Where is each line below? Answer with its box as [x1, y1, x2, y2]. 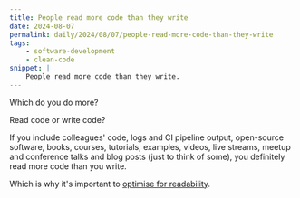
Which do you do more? [9, 97, 99, 108]
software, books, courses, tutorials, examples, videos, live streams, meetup [9, 141, 292, 152]
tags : [9, 38, 30, 48]
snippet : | [9, 64, 51, 73]
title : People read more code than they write [9, 13, 189, 23]
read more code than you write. [9, 160, 127, 172]
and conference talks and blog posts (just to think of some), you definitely [9, 151, 285, 162]
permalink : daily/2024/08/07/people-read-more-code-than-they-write [9, 30, 274, 39]
